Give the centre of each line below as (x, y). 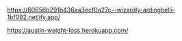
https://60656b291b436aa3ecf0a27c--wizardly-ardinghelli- (91, 10)
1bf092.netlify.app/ (34, 17)
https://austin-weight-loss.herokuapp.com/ (68, 30)
